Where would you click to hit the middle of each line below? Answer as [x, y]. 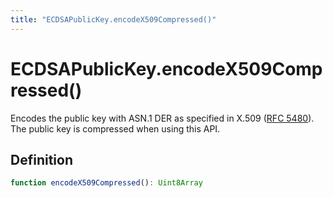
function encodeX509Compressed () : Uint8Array [106, 183]
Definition [41, 159]
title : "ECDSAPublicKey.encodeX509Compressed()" [113, 19]
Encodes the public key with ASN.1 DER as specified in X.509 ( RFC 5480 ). [162, 118]
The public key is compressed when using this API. [115, 128]
